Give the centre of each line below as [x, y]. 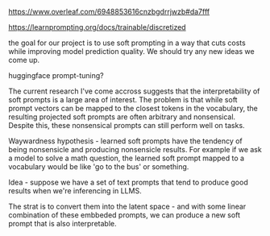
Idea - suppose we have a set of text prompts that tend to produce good [128, 182]
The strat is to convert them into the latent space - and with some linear [127, 206]
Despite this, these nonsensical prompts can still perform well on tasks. [127, 125]
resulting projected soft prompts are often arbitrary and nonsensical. [122, 117]
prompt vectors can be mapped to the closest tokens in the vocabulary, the [133, 108]
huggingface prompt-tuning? [56, 75]
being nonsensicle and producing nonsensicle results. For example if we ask [135, 149]
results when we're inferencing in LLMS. [75, 191]
